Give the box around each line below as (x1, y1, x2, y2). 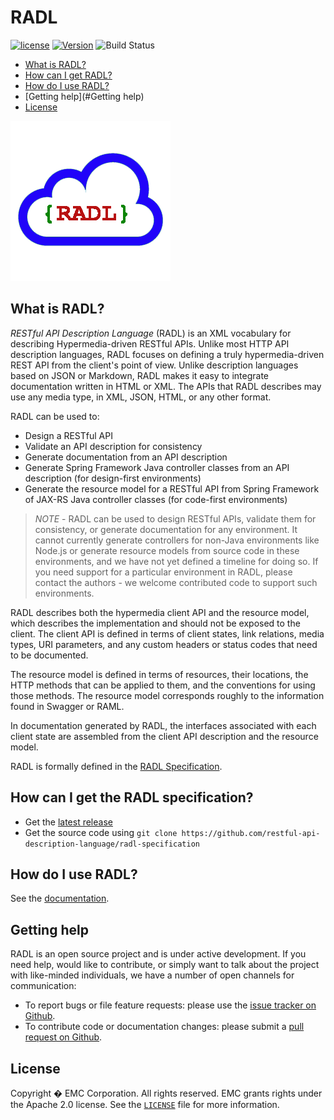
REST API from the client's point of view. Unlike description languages (10, 359, 299, 371)
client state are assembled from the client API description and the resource (10, 730, 319, 742)
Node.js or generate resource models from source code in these (34, 544, 300, 556)
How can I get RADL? (24, 69, 113, 81)
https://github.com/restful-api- (181, 828, 321, 838)
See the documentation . (10, 892, 110, 905)
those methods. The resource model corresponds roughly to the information (10, 689, 325, 701)
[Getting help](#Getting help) (24, 90, 145, 102)
